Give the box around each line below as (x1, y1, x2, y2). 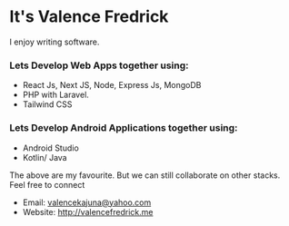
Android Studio (22, 142, 79, 153)
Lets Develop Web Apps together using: (9, 59, 189, 72)
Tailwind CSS (22, 99, 73, 110)
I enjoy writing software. (9, 36, 100, 47)
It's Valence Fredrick (9, 6, 169, 27)
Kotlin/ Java (22, 152, 67, 162)
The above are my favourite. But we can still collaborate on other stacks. (9, 170, 281, 181)
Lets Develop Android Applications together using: (9, 122, 238, 134)
